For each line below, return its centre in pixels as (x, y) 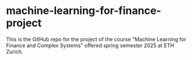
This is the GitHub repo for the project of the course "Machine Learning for (96, 39)
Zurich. (15, 51)
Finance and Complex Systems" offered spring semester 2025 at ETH (90, 45)
